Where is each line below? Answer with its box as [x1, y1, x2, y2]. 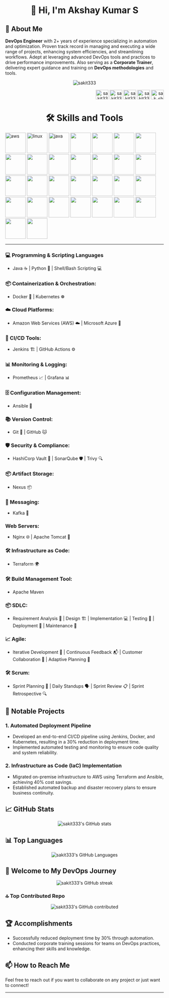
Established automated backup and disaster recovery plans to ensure [12, 784, 156, 790]
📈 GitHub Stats [5, 805, 54, 814]
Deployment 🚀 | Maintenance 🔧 [12, 623, 77, 629]
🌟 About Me [5, 25, 43, 33]
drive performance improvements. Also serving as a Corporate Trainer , [5, 59, 153, 65]
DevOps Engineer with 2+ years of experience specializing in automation [5, 38, 157, 44]
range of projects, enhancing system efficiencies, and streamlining [5, 49, 143, 54]
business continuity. [12, 789, 54, 795]
